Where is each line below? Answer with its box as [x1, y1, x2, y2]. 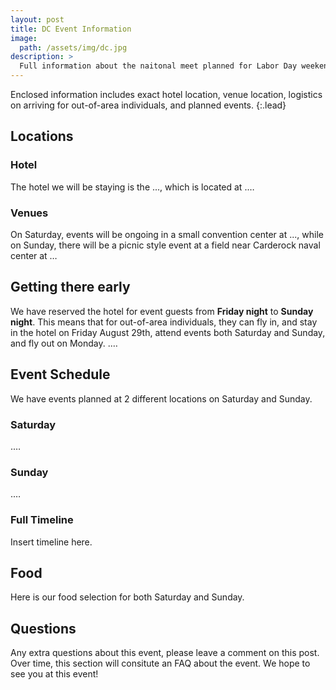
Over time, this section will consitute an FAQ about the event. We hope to [10, 657, 311, 670]
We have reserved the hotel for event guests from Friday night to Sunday [10, 305, 314, 317]
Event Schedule [10, 366, 111, 383]
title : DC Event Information [10, 24, 132, 34]
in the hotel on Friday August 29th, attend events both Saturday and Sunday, [10, 326, 326, 338]
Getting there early [10, 279, 131, 296]
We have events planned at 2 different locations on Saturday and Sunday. [10, 392, 313, 405]
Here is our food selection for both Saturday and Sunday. [10, 591, 245, 603]
